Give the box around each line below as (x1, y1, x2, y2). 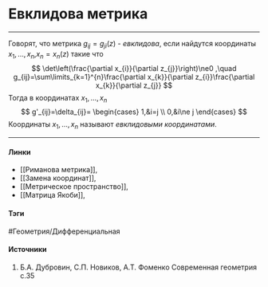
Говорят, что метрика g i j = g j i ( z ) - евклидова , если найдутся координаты (8, 38, 257, 50)
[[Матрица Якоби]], (19, 191, 85, 200)
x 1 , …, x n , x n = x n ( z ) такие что (8, 49, 104, 61)
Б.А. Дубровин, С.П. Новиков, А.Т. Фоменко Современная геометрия (19, 262, 258, 272)
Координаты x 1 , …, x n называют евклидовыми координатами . (8, 120, 217, 132)
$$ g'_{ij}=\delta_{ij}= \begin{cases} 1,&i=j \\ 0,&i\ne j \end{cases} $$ (21, 107, 247, 116)
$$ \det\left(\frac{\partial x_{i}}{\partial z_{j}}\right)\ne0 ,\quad (31, 63, 237, 73)
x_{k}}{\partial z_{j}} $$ (95, 81, 173, 90)
